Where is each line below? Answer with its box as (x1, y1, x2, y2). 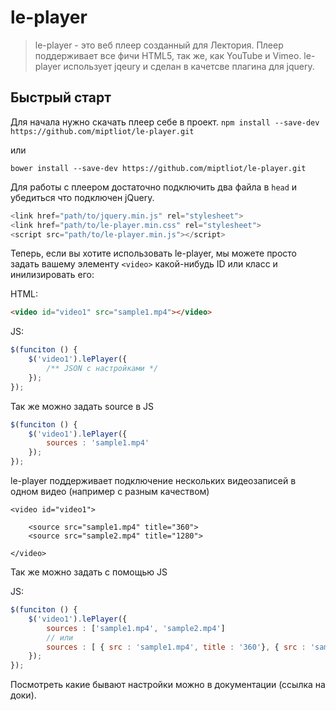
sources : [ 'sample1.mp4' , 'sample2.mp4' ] (46, 623, 226, 633)
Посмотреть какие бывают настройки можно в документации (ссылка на (10, 679, 326, 691)
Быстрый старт (10, 89, 112, 106)
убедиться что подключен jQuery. (10, 191, 155, 203)
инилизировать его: (10, 269, 95, 281)
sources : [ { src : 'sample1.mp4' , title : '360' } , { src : (46, 642, 307, 652)
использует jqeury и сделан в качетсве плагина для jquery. (63, 60, 315, 72)
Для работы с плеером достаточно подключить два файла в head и (10, 181, 298, 193)
